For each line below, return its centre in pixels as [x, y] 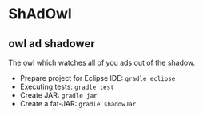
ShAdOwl [40, 14]
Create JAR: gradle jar [58, 95]
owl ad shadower [52, 44]
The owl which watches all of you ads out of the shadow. [102, 62]
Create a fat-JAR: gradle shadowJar [78, 104]
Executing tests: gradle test [67, 86]
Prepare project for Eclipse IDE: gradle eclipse [98, 78]
